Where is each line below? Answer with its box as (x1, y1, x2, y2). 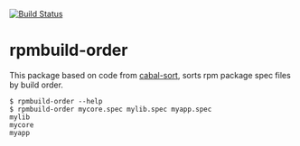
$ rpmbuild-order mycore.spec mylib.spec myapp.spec (9, 105, 212, 114)
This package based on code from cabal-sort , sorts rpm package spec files (9, 69, 291, 80)
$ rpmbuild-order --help (9, 96, 103, 105)
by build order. (9, 79, 63, 90)
